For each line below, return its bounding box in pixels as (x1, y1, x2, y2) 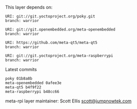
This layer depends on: (5, 4, 53, 10)
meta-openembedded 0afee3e (5, 80, 62, 85)
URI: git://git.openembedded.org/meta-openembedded (5, 27, 115, 32)
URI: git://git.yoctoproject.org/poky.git (5, 14, 95, 19)
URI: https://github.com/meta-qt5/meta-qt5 (5, 40, 98, 45)
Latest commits (5, 66, 37, 72)
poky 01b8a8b (5, 76, 33, 81)
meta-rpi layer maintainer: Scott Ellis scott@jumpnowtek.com (5, 98, 132, 104)
